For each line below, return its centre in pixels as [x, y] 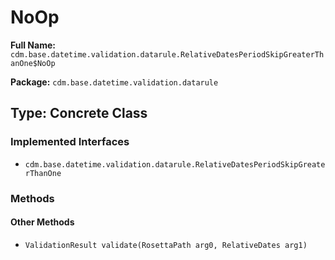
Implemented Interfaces [70, 142]
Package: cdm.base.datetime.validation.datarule [114, 82]
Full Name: [33, 45]
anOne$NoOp [33, 63]
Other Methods [42, 222]
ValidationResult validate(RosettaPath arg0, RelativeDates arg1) [166, 245]
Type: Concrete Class [79, 113]
